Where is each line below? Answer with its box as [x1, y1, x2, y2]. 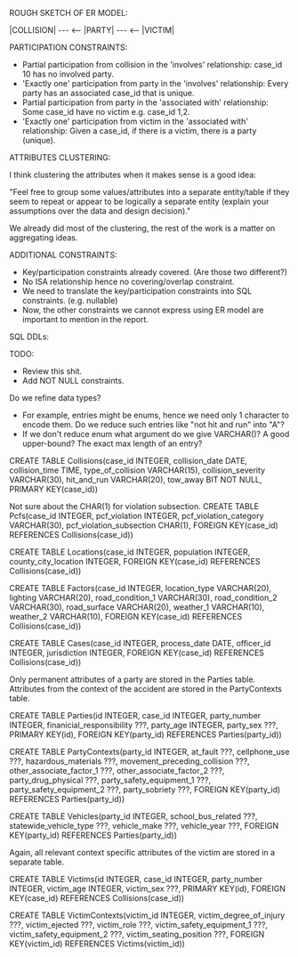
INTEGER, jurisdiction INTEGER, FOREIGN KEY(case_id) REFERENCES [9, 647, 265, 658]
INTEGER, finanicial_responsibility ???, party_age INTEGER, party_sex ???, [9, 720, 278, 730]
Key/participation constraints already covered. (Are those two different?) [21, 267, 287, 277]
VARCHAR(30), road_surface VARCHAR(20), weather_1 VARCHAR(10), [9, 602, 265, 612]
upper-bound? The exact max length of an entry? [21, 438, 203, 449]
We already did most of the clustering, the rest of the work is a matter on [9, 223, 276, 233]
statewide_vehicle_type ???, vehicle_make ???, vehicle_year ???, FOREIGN [9, 821, 278, 831]
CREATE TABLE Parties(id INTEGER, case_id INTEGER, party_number [9, 710, 262, 720]
